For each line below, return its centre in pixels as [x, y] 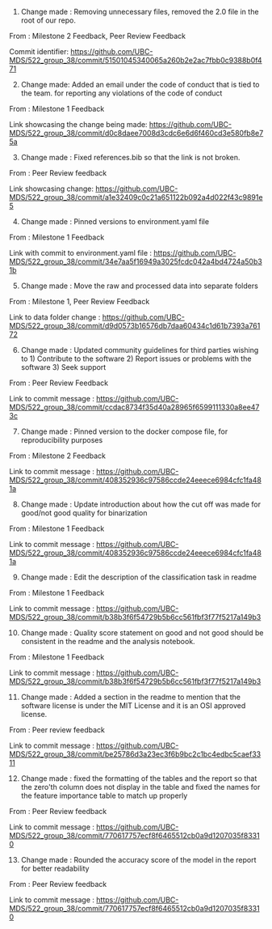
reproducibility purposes [62, 440]
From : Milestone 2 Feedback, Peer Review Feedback [98, 36]
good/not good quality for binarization [84, 513]
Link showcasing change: [51, 189]
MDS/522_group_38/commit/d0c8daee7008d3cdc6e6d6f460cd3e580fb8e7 [136, 133]
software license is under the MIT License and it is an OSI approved [133, 706]
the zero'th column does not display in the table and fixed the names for [140, 787]
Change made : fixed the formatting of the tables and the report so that [139, 778]
